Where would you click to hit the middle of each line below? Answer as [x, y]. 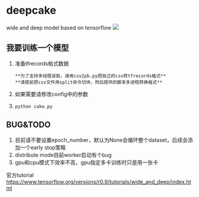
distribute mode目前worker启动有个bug [63, 155]
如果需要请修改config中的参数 [51, 94]
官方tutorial [20, 175]
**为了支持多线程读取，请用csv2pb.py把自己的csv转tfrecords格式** [90, 76]
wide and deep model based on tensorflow [59, 27]
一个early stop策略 [43, 147]
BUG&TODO [28, 125]
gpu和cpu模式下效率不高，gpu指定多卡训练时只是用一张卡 [86, 162]
